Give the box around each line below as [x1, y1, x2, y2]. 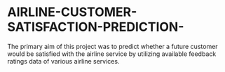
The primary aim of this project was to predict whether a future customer [7, 42, 219, 50]
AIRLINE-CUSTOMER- [7, 4, 137, 20]
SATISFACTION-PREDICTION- [7, 19, 184, 35]
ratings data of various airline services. [7, 57, 120, 65]
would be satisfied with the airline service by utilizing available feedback [7, 50, 217, 58]
